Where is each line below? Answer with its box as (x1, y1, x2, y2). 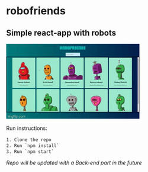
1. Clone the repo (6, 137, 52, 143)
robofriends (6, 4, 66, 18)
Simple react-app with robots (6, 28, 117, 38)
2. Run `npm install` (6, 143, 60, 149)
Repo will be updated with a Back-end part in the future (6, 159, 142, 166)
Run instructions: (6, 125, 47, 132)
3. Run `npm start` (6, 149, 54, 155)
